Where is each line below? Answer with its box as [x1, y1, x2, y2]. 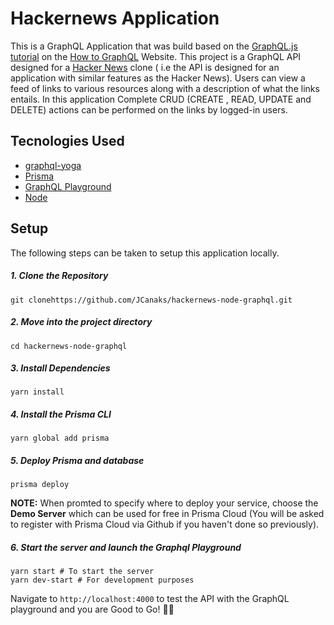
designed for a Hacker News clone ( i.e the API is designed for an [10, 61, 280, 73]
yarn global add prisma [10, 433, 110, 444]
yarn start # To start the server [10, 567, 155, 577]
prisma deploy [10, 480, 70, 490]
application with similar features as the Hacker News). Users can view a [10, 72, 306, 84]
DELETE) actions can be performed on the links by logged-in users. [10, 103, 288, 116]
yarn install [10, 387, 65, 397]
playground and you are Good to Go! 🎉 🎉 [10, 603, 175, 616]
